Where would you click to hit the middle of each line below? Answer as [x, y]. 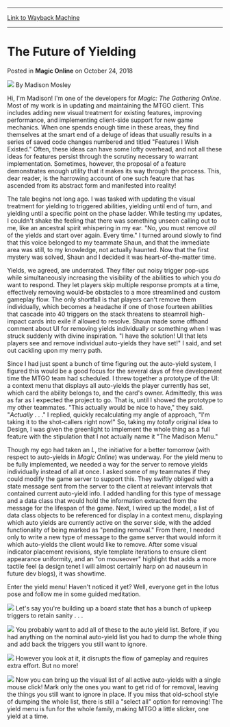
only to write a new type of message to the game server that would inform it [114, 537]
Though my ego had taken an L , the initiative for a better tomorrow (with [108, 449]
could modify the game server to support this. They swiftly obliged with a [110, 479]
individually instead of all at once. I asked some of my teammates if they [109, 471]
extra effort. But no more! [43, 665]
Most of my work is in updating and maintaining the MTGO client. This [105, 105]
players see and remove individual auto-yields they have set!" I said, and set [115, 343]
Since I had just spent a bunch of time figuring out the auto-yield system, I [112, 363]
